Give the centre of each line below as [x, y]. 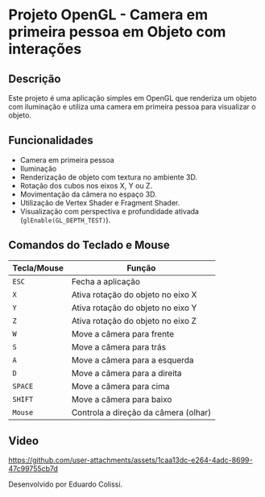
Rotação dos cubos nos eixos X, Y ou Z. [86, 185]
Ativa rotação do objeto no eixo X [134, 294]
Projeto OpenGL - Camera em [108, 15]
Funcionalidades [51, 141]
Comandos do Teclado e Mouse [89, 245]
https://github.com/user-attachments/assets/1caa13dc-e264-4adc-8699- [130, 460]
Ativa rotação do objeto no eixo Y [134, 308]
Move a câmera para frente [123, 333]
